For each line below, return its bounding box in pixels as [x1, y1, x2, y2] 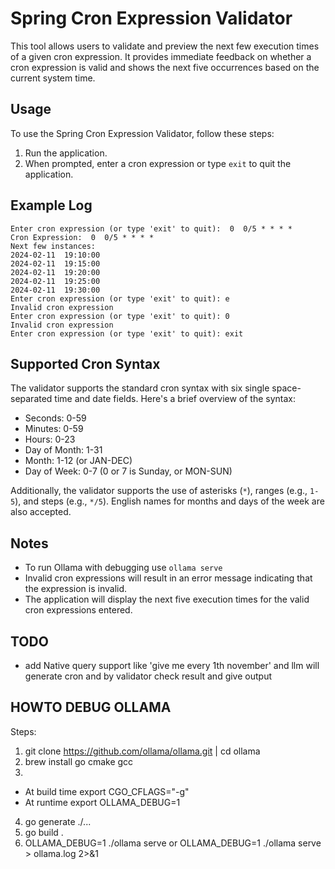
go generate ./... [24, 815, 92, 827]
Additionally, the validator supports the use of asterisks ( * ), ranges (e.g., [10, 485, 308, 497]
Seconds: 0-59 [24, 412, 87, 424]
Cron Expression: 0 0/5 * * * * [10, 232, 155, 242]
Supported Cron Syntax [10, 355, 161, 372]
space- [271, 382, 302, 394]
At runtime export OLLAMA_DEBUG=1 [24, 796, 181, 808]
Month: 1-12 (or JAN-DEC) [24, 455, 133, 467]
